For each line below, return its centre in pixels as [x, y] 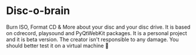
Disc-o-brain [38, 11]
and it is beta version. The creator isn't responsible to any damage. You [92, 39]
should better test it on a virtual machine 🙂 [57, 46]
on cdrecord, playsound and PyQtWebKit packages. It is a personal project [97, 33]
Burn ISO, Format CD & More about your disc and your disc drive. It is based [98, 27]
